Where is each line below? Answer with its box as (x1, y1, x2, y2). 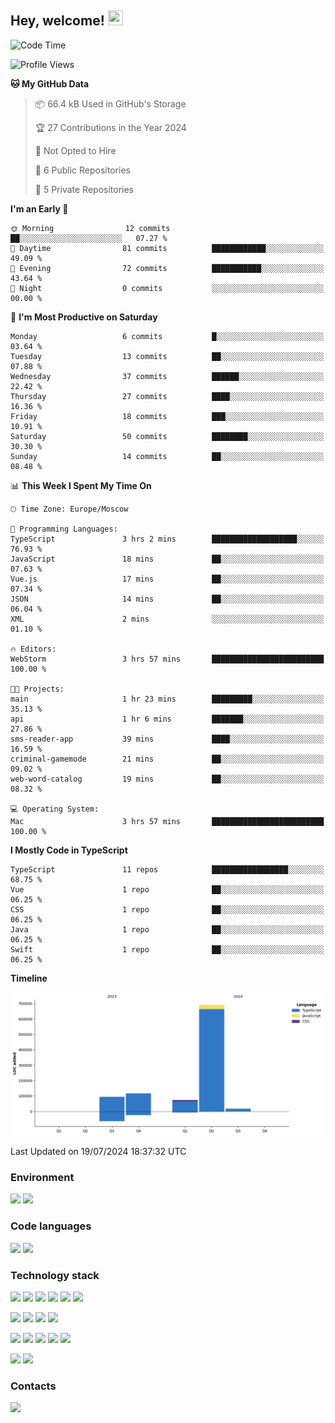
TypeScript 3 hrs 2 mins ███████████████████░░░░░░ (10, 534, 325, 544)
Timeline (10, 972, 48, 984)
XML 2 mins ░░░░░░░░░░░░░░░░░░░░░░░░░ (10, 614, 325, 624)
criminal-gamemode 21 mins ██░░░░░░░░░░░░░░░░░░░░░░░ (10, 754, 325, 764)
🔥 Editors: (10, 644, 57, 654)
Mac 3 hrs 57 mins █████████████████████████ (10, 816, 325, 826)
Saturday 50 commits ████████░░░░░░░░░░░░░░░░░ (10, 431, 325, 441)
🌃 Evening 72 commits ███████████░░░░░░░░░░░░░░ (10, 263, 325, 273)
